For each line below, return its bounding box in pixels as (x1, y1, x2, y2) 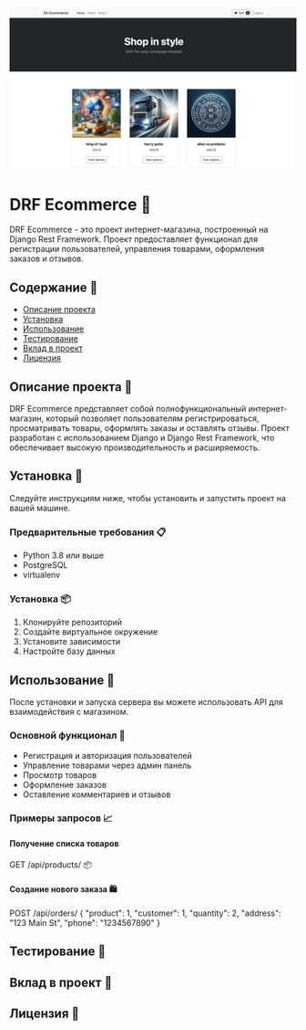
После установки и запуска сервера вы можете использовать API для (9, 697, 284, 708)
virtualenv (22, 570, 61, 581)
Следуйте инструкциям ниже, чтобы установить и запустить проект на (9, 492, 287, 503)
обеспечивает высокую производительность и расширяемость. (9, 442, 260, 453)
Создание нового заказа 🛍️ (9, 884, 117, 895)
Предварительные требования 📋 (9, 525, 167, 538)
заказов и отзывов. (9, 253, 84, 264)
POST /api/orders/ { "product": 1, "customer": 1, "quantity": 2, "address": (9, 908, 282, 919)
